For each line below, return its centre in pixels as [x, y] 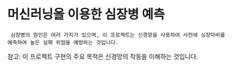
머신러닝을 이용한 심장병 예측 [86, 14]
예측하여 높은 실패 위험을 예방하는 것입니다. [63, 42]
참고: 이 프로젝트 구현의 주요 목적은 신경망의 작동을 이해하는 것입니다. [103, 56]
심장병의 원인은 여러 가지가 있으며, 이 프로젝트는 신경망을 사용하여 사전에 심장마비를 [118, 35]
